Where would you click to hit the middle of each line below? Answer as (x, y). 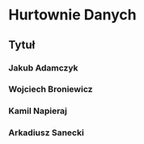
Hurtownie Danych (72, 15)
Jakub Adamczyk (43, 68)
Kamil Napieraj (38, 111)
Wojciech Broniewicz (51, 89)
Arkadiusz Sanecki (47, 133)
